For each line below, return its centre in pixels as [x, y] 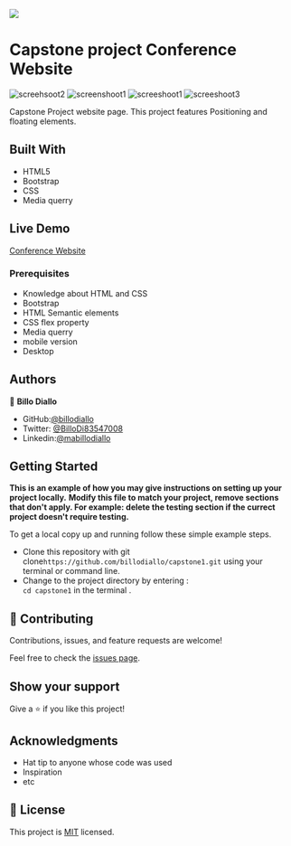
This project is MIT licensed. [62, 832]
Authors [33, 380]
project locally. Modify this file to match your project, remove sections [144, 498]
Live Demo [40, 229]
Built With [38, 150]
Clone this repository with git [76, 552]
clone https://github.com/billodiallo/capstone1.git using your [143, 561]
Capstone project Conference [123, 50]
